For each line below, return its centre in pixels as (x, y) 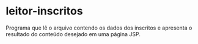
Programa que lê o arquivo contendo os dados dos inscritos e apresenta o (99, 28)
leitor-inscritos (44, 11)
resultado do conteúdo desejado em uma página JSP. (73, 34)
